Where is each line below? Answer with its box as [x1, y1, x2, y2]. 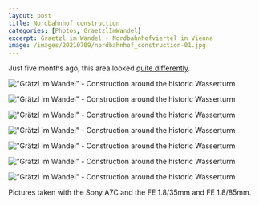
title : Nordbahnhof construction [8, 19, 120, 27]
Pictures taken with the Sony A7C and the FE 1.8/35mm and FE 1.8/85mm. [8, 187, 252, 197]
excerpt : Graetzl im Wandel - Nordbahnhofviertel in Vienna [8, 34, 214, 42]
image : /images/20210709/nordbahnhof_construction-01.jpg [8, 42, 206, 50]
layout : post [8, 11, 52, 20]
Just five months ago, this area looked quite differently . [8, 63, 191, 73]
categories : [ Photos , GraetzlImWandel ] [8, 26, 142, 34]
